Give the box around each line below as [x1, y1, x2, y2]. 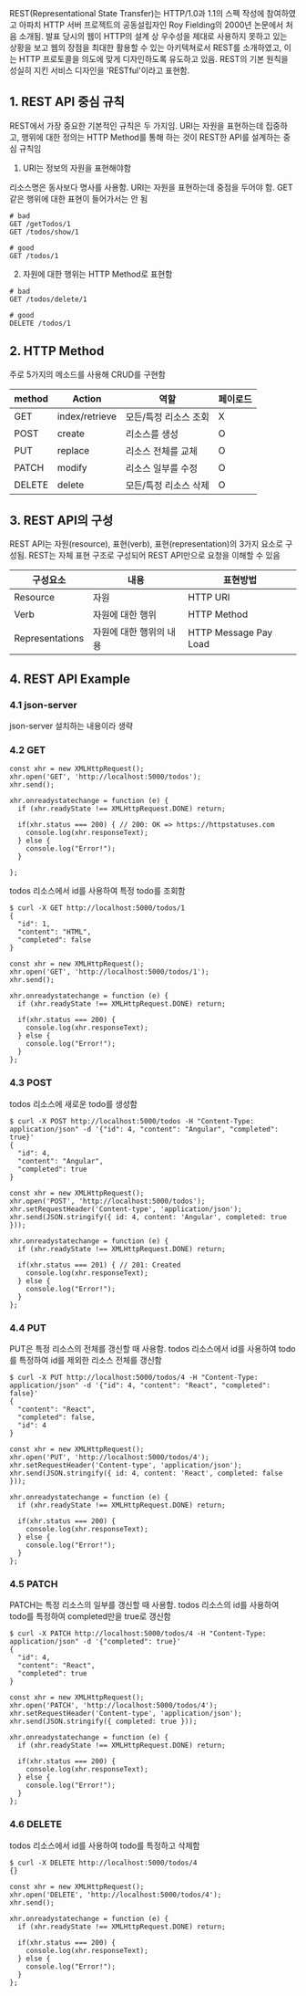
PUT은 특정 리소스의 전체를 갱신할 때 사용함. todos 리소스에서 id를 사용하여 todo [9, 1343, 296, 1354]
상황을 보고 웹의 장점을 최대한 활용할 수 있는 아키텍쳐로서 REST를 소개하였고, [9, 42, 282, 53]
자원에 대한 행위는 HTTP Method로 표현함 [22, 268, 173, 279]
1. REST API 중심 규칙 [9, 94, 125, 110]
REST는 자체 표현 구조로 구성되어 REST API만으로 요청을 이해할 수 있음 [28, 550, 280, 561]
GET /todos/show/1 [9, 227, 79, 236]
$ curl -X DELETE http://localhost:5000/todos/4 [9, 1858, 198, 1867]
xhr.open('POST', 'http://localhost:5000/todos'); [9, 1197, 206, 1206]
